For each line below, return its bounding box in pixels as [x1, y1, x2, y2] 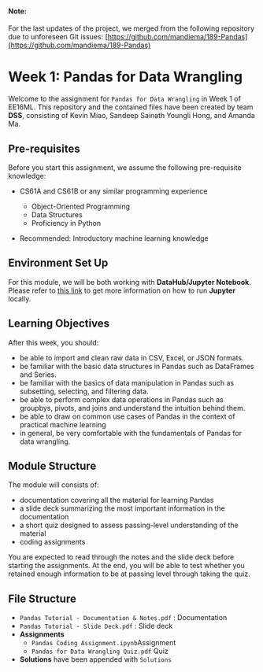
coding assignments [19, 537, 86, 547]
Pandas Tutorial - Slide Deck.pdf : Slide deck [19, 622, 173, 631]
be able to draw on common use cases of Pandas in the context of [19, 412, 235, 421]
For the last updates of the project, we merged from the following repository [8, 24, 254, 33]
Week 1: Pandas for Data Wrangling [8, 68, 243, 86]
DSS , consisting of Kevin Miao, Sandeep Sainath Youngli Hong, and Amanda [8, 111, 256, 120]
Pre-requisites [8, 142, 80, 155]
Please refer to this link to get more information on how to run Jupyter [8, 286, 236, 295]
